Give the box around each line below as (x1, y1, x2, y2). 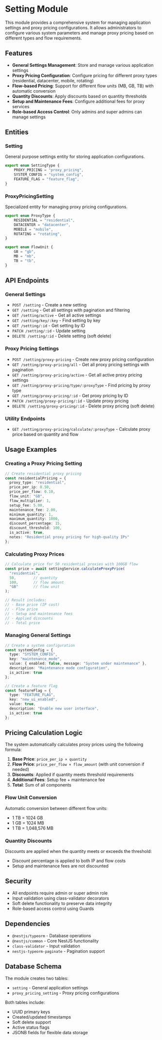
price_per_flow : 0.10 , (9, 489, 55, 494)
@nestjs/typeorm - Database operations (12, 932, 91, 939)
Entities (5, 128, 29, 136)
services (12, 103, 30, 109)
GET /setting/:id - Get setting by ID (12, 323, 85, 328)
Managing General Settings (5, 632, 72, 639)
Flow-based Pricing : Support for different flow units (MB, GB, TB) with (12, 83, 154, 89)
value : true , (9, 702, 36, 707)
